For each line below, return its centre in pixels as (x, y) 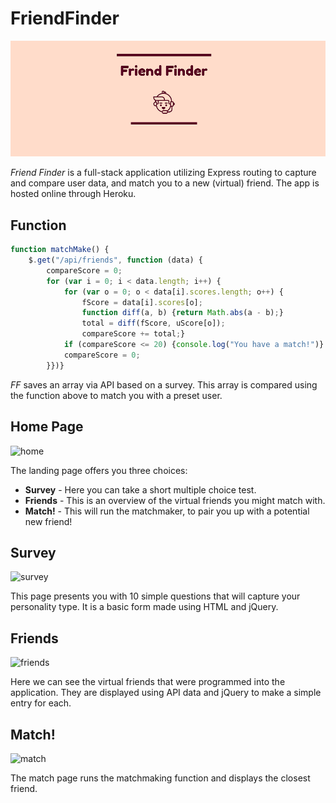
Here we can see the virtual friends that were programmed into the (148, 682)
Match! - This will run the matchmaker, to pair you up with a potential (167, 511)
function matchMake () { (60, 250)
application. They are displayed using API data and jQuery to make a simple (166, 693)
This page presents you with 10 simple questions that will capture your (155, 596)
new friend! (48, 521)
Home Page (47, 427)
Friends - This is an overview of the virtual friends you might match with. (175, 500)
